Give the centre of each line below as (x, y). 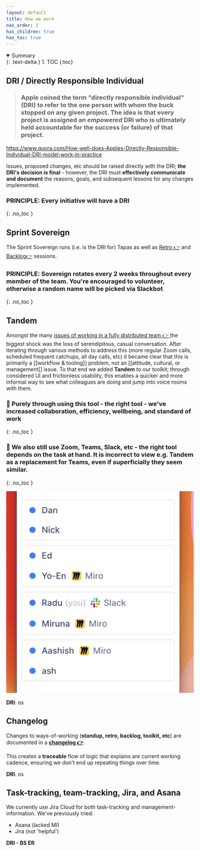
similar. (17, 470)
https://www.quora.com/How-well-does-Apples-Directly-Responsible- (93, 148)
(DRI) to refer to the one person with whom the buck (97, 105)
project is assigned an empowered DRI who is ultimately (103, 120)
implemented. (23, 185)
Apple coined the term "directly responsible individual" (102, 97)
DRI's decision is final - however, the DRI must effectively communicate (96, 172)
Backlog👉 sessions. (32, 256)
